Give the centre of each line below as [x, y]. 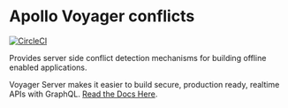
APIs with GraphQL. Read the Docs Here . [83, 94]
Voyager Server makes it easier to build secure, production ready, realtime [144, 84]
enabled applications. [48, 67]
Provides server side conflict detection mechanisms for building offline [138, 58]
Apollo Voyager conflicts [102, 16]
